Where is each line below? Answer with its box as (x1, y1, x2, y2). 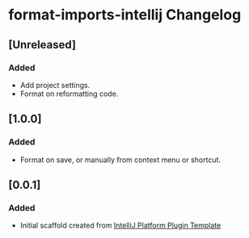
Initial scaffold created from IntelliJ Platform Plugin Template (19, 220, 222, 231)
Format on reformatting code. (19, 89, 119, 98)
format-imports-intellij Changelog (8, 6, 242, 24)
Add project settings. (19, 80, 91, 90)
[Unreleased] (8, 38, 77, 52)
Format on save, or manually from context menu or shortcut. (19, 155, 221, 165)
